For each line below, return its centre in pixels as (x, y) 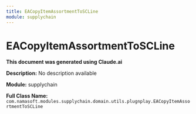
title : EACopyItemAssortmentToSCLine (52, 11)
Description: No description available (51, 73)
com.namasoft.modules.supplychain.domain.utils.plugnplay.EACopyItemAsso (98, 102)
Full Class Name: (27, 96)
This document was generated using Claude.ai (64, 62)
